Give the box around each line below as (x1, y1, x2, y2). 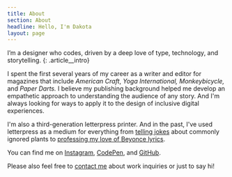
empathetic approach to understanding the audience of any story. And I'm (7, 92, 220, 100)
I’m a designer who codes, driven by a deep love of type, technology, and (7, 49, 219, 57)
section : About (7, 17, 52, 24)
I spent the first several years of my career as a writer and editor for (7, 70, 202, 78)
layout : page (7, 29, 45, 37)
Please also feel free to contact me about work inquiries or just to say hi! (7, 162, 215, 171)
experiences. (7, 107, 45, 115)
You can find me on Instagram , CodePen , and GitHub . (7, 148, 162, 157)
